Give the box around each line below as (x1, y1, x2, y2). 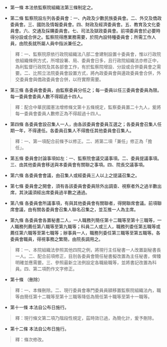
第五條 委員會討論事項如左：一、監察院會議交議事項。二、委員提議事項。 (10, 156, 162, 161)
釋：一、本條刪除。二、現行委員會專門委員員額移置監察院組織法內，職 (15, 287, 161, 293)
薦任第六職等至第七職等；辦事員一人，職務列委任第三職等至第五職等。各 (10, 230, 160, 236)
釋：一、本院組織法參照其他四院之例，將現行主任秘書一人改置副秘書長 (15, 247, 161, 253)
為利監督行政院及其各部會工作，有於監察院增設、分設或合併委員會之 (15, 64, 157, 70)
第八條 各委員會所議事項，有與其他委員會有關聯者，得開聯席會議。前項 (10, 200, 157, 206)
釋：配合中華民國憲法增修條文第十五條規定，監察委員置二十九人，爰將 (15, 104, 161, 110)
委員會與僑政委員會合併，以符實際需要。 (19, 76, 104, 82)
